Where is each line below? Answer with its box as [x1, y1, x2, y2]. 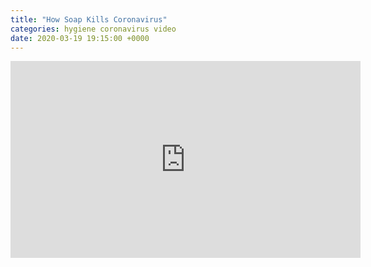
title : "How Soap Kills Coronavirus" [10, 14, 168, 25]
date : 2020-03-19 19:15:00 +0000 [10, 33, 150, 43]
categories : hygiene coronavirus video [10, 24, 177, 34]
